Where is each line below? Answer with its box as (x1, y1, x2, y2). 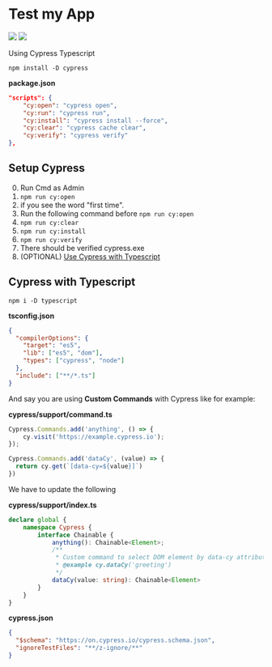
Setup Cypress (8, 161, 85, 175)
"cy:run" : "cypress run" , (23, 108, 111, 117)
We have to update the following (8, 484, 117, 494)
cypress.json (8, 613, 54, 623)
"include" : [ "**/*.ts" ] (15, 372, 96, 380)
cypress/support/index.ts (8, 499, 97, 510)
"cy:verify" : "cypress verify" (23, 131, 129, 140)
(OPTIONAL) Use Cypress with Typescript (19, 252, 160, 261)
